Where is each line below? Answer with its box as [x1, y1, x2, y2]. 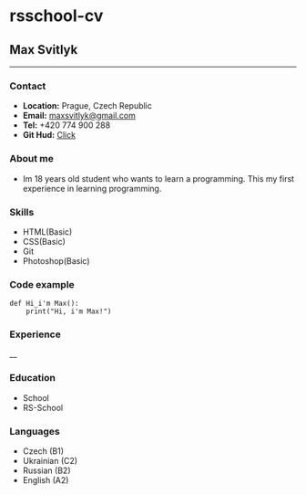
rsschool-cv [9, 5, 104, 26]
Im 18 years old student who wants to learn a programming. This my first [22, 173, 294, 184]
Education [9, 372, 56, 384]
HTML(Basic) [22, 226, 73, 237]
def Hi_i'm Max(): [9, 299, 79, 309]
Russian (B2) [22, 465, 71, 476]
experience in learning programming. [22, 183, 162, 194]
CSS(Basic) [22, 236, 66, 247]
